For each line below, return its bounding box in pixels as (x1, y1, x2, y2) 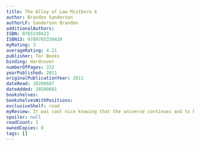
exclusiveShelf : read (6, 102, 60, 109)
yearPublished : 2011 (6, 70, 58, 76)
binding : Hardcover (6, 58, 55, 64)
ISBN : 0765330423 (6, 31, 49, 37)
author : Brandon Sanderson (6, 14, 73, 20)
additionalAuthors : (6, 25, 55, 32)
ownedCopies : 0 (6, 125, 44, 131)
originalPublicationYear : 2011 (6, 75, 84, 81)
